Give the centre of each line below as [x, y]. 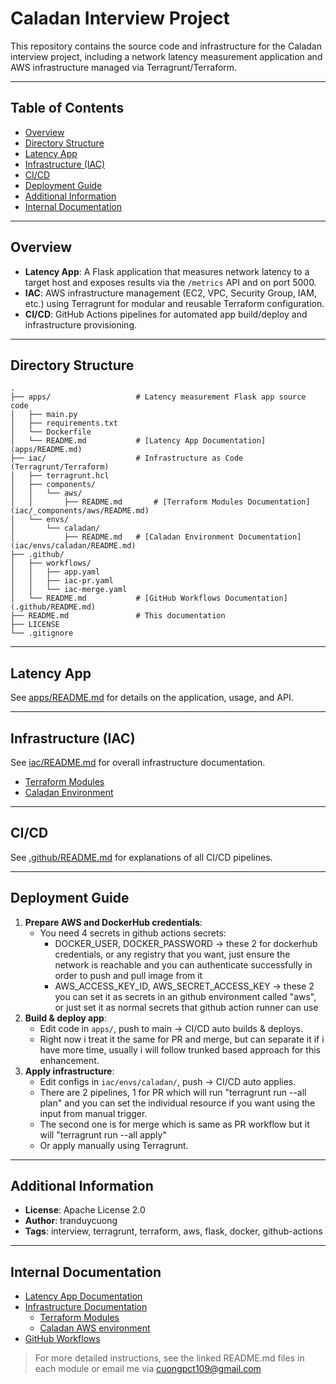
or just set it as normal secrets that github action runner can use [186, 1007]
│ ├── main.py [44, 415]
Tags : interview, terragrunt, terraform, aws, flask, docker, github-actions [173, 1231]
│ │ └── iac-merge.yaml [69, 590]
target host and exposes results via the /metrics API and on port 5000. [170, 282]
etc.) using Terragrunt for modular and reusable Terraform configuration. [174, 303]
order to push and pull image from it [128, 975]
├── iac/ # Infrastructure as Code [127, 458]
